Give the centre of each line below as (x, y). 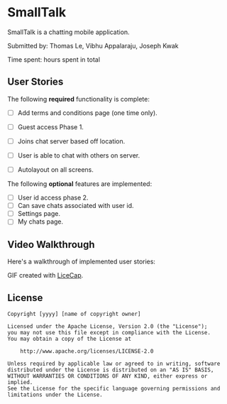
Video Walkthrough (51, 245)
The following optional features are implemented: (80, 184)
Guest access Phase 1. (50, 127)
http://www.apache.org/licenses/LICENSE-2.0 (87, 351)
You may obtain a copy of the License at (70, 339)
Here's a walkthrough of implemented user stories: (82, 262)
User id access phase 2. (53, 198)
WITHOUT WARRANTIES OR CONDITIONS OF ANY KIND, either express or (107, 376)
